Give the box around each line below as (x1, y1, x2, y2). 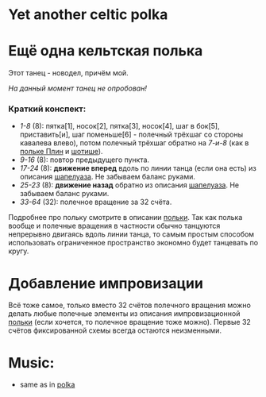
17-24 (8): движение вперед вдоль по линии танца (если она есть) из (19, 164, 256, 173)
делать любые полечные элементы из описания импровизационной (8, 309, 241, 318)
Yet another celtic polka (8, 6, 168, 24)
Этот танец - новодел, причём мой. (8, 68, 129, 78)
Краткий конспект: (8, 103, 87, 114)
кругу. (8, 246, 29, 256)
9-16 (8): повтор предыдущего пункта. (19, 155, 149, 164)
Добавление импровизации (8, 274, 204, 292)
